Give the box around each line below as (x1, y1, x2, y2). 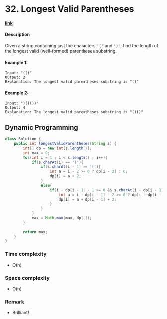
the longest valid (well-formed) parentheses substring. (5, 48, 117, 54)
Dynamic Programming (5, 123, 78, 132)
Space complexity (5, 274, 50, 281)
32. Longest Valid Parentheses (5, 3, 134, 15)
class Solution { (5, 136, 41, 142)
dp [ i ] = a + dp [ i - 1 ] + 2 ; (58, 197, 117, 202)
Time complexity (5, 251, 47, 258)
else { (40, 183, 52, 188)
